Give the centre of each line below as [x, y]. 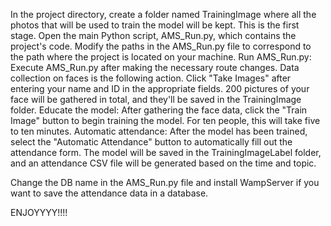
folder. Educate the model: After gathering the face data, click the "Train [159, 110]
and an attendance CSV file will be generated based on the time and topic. [163, 163]
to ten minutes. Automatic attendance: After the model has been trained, [159, 131]
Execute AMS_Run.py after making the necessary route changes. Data [155, 67]
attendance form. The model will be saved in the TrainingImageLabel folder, [166, 152]
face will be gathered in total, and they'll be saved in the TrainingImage [156, 99]
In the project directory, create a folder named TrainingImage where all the [163, 14]
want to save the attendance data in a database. [109, 193]
